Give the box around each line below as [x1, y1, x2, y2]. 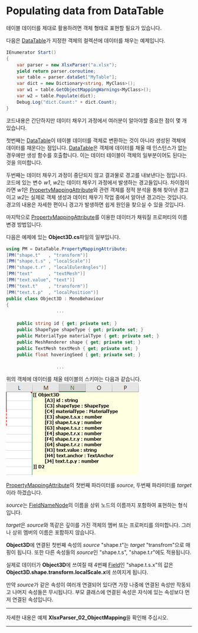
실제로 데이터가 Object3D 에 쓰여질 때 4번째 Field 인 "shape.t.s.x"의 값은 [6, 562, 174, 569]
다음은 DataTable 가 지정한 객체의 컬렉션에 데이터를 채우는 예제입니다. [6, 37, 166, 44]
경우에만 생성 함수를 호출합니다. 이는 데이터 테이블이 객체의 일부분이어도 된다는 [6, 152, 187, 159]
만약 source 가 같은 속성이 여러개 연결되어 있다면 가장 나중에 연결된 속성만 [6, 581, 176, 588]
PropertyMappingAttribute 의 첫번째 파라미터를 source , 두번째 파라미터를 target [6, 482, 192, 489]
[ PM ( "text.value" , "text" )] [6, 277, 75, 283]
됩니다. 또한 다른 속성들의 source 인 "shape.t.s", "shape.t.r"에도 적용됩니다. [16, 549, 192, 556]
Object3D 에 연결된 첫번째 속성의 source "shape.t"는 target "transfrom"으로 [6, 542, 184, 549]
